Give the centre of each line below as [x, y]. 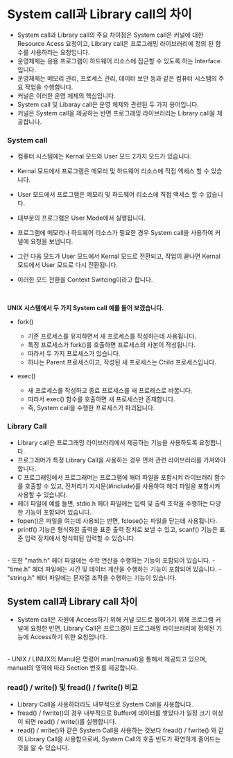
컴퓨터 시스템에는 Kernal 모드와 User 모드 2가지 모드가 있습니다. [104, 156]
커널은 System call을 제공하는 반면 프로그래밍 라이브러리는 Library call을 [116, 113]
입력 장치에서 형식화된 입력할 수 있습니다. [80, 538]
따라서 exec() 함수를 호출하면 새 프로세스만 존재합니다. [101, 399]
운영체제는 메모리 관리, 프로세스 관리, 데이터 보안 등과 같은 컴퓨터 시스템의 [117, 78]
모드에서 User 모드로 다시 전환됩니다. [68, 265]
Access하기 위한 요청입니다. [69, 637]
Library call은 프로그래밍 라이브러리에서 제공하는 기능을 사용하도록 [107, 442]
